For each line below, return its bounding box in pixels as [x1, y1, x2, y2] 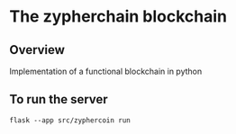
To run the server [9, 92, 108, 107]
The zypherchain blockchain [9, 6, 228, 27]
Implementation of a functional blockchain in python [9, 66, 203, 76]
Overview [9, 42, 66, 58]
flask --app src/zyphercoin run [9, 115, 131, 125]
